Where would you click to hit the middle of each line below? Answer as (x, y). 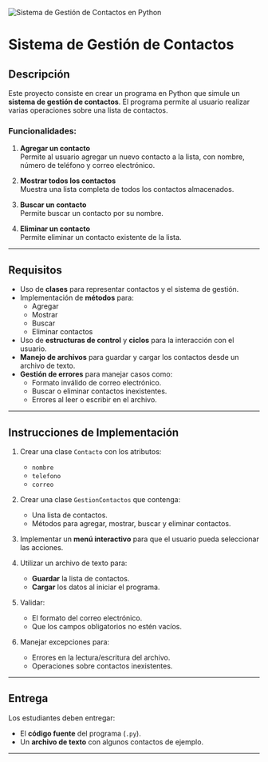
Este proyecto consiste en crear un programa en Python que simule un (124, 93)
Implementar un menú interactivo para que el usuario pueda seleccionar (139, 539)
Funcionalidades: (43, 130)
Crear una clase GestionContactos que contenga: (100, 499)
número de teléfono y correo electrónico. (87, 166)
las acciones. (41, 547)
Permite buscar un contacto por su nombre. (91, 213)
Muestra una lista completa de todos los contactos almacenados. (127, 190)
